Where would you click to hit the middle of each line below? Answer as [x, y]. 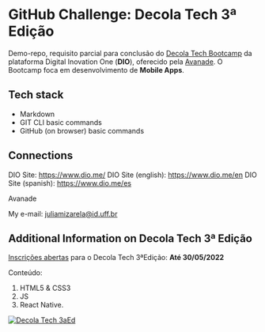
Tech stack [36, 95]
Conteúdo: [25, 273]
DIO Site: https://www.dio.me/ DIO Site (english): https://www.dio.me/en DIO [132, 175]
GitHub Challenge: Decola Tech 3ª [123, 15]
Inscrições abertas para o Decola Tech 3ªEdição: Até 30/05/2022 [116, 258]
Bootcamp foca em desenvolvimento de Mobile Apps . [96, 70]
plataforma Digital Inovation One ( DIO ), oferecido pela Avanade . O [115, 62]
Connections [41, 156]
